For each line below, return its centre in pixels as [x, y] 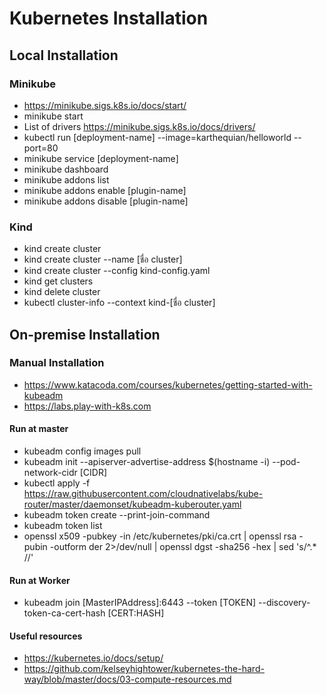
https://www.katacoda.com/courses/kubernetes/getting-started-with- [168, 384]
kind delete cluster [62, 292]
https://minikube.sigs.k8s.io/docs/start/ [105, 105]
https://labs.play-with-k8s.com [87, 406]
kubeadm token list [63, 526]
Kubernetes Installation [109, 18]
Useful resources [46, 636]
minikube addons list [66, 179]
